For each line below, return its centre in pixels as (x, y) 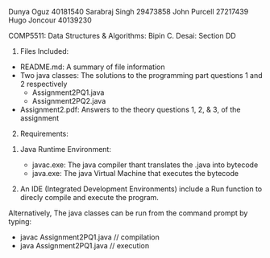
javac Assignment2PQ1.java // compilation (89, 237)
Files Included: (44, 51)
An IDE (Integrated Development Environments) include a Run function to (141, 189)
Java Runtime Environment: (65, 149)
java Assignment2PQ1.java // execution (85, 246)
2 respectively (44, 84)
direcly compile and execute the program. (89, 197)
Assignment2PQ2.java (69, 101)
